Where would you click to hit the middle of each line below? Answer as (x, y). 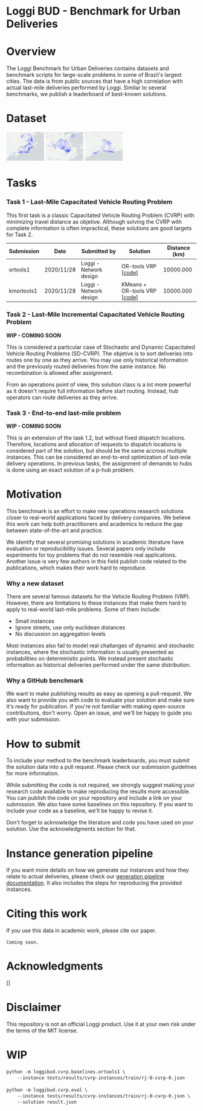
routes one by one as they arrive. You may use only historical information (97, 360)
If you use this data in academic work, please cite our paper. (81, 931)
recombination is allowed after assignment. (60, 372)
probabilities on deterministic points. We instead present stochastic (90, 659)
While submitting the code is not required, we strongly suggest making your (101, 785)
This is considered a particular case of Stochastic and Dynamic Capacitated (101, 347)
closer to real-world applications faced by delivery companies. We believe (99, 517)
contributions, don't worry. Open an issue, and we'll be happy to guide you (99, 713)
